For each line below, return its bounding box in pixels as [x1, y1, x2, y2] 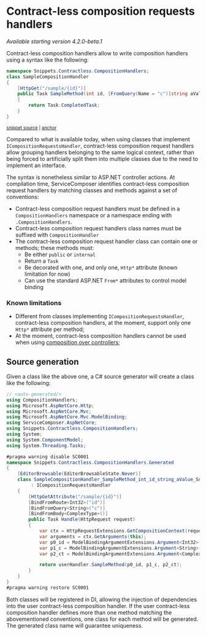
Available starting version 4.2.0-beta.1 [6, 37, 102, 45]
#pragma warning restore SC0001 [6, 585, 89, 591]
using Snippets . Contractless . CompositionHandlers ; [6, 426, 139, 432]
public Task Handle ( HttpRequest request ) [28, 516, 136, 523]
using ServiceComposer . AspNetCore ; [6, 419, 97, 426]
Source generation [6, 356, 79, 367]
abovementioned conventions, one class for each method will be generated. [6, 615, 199, 623]
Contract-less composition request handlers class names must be [15, 224, 182, 232]
